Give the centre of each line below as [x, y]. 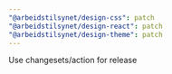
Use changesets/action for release [73, 60]
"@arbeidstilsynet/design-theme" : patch [86, 34]
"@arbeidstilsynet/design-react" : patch [86, 26]
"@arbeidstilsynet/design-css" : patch [81, 18]
